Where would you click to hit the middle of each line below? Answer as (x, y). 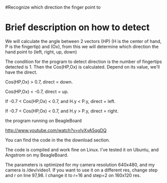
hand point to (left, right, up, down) (41, 51)
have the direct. (21, 72)
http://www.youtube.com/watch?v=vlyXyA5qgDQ (56, 130)
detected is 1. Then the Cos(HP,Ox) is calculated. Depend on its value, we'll (82, 66)
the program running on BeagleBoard (43, 120)
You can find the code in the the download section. (58, 140)
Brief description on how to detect (77, 27)
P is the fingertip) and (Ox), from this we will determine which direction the (82, 46)
